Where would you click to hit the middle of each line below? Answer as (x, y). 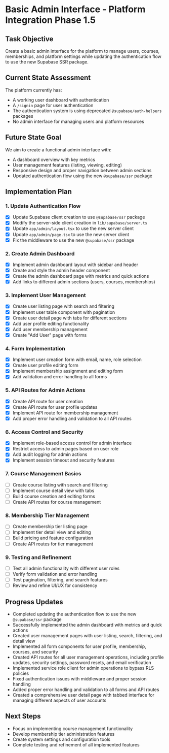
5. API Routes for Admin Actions (45, 390)
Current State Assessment (48, 78)
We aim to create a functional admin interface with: (58, 150)
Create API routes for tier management (53, 544)
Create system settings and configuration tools (61, 739)
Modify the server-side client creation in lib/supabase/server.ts (80, 223)
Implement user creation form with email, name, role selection (77, 359)
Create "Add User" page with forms (50, 335)
